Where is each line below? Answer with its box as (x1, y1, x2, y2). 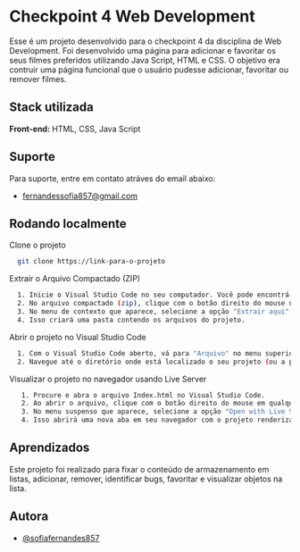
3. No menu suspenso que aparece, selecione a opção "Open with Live (21, 407, 286, 416)
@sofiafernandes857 (21, 532, 100, 543)
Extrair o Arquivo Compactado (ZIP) (9, 273, 141, 284)
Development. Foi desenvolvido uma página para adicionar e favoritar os (9, 45, 277, 55)
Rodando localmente (9, 216, 127, 231)
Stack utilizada (9, 100, 94, 115)
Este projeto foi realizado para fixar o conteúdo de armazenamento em (9, 464, 270, 474)
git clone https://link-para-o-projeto (17, 257, 166, 266)
